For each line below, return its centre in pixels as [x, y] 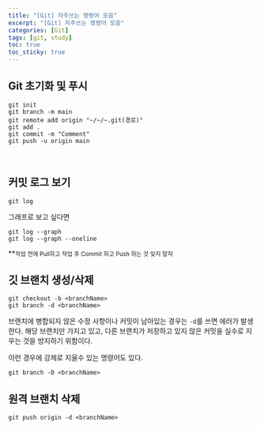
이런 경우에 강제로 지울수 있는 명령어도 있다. [76, 358]
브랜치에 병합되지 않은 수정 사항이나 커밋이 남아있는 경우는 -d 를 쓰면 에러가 [123, 322]
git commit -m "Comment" [49, 134]
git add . [25, 127]
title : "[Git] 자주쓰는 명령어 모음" [63, 15]
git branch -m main [40, 111]
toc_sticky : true [37, 52]
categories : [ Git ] [38, 30]
